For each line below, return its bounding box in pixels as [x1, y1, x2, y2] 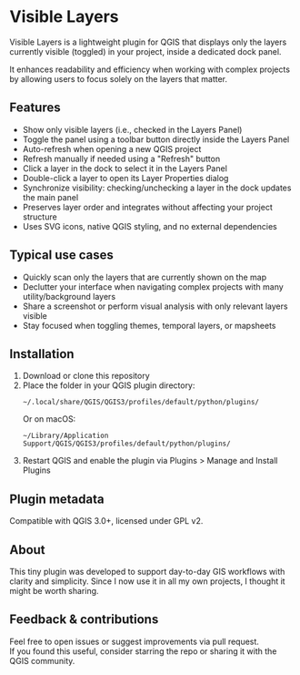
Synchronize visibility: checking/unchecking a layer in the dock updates [22, 182, 292, 193]
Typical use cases [9, 248, 114, 263]
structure [22, 211, 57, 222]
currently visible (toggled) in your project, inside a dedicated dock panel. [9, 46, 282, 56]
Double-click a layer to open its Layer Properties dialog [22, 172, 229, 183]
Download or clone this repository [22, 371, 150, 382]
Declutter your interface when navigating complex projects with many [22, 281, 284, 292]
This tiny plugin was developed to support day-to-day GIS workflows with [9, 567, 285, 577]
